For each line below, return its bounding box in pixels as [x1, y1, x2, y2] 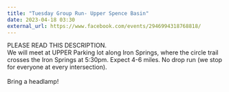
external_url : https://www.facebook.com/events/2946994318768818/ [7, 22, 201, 29]
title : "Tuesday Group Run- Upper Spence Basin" [7, 10, 149, 17]
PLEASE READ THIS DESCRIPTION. [7, 42, 107, 50]
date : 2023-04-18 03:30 [7, 16, 76, 23]
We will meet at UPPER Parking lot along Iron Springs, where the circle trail [7, 48, 219, 57]
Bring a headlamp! [7, 78, 59, 86]
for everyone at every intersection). [7, 63, 108, 72]
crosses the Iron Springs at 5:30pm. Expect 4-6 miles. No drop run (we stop [7, 56, 222, 64]
